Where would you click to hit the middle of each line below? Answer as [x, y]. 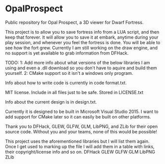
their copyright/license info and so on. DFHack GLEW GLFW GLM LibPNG [80, 152]
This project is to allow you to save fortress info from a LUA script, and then [82, 32]
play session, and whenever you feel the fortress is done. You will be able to [83, 42]
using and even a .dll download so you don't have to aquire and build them [81, 68]
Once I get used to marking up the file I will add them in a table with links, [80, 146]
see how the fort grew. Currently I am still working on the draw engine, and [81, 48]
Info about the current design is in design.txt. [51, 102]
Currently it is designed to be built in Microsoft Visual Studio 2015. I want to [82, 111]
